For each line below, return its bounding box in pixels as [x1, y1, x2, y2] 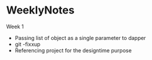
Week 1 [6, 23, 24, 30]
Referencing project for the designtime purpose [14, 46, 132, 54]
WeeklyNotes [6, 4, 75, 17]
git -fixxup [14, 41, 41, 48]
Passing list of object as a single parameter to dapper [14, 34, 146, 41]
